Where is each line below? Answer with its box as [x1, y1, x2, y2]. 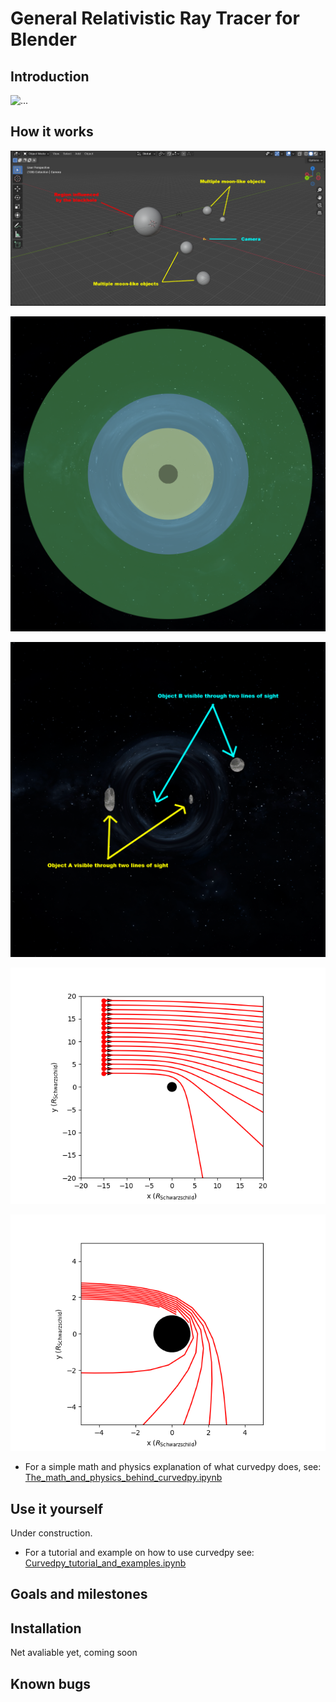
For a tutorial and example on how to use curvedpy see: [24, 1546, 255, 1558]
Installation [10, 1620, 82, 1637]
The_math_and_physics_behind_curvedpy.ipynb [24, 1472, 223, 1484]
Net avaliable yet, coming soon [10, 1647, 138, 1659]
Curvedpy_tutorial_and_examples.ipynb [24, 1557, 187, 1569]
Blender [10, 28, 77, 51]
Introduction [10, 68, 90, 85]
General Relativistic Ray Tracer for [10, 7, 300, 30]
